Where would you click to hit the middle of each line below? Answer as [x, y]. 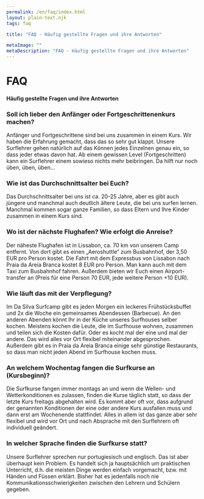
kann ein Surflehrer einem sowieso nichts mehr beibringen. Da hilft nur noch [102, 161]
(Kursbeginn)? [28, 375]
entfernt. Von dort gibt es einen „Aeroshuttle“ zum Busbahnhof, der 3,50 [97, 251]
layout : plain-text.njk [37, 18]
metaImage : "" [24, 45]
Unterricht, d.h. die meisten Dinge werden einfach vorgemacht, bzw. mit [97, 470]
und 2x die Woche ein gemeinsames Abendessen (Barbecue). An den [93, 313]
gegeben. [18, 489]
